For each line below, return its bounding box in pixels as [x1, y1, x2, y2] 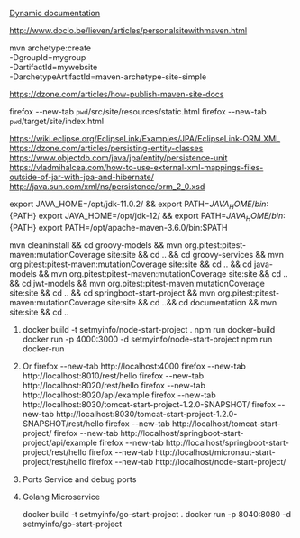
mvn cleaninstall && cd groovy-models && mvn [9, 239, 183, 251]
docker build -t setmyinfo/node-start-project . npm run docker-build [22, 324, 276, 334]
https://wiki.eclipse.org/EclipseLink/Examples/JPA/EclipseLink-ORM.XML [9, 133, 281, 143]
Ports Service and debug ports [22, 473, 137, 485]
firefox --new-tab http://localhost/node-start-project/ [88, 456, 286, 467]
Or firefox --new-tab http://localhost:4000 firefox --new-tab [22, 360, 246, 371]
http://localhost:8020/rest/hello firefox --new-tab [22, 379, 205, 390]
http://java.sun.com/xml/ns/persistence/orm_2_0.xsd [9, 181, 205, 192]
